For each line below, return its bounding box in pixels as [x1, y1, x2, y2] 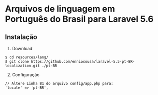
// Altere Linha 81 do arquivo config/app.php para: [5, 81, 114, 86]
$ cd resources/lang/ [5, 55, 49, 60]
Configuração [12, 72, 40, 78]
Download [12, 46, 33, 51]
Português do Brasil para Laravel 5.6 [5, 14, 154, 25]
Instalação [5, 33, 38, 41]
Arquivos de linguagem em [5, 3, 115, 14]
